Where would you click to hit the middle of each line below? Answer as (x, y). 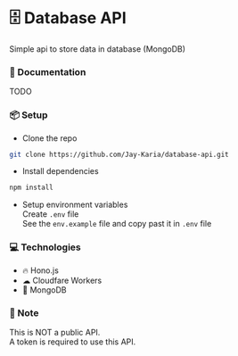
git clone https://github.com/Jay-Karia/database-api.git (119, 154)
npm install (31, 188)
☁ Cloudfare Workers (62, 280)
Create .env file (50, 214)
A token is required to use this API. (73, 342)
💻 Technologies (45, 247)
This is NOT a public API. (55, 332)
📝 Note (24, 312)
